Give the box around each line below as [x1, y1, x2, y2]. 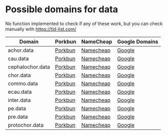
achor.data [8, 47, 34, 54]
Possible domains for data [5, 4, 118, 15]
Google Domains [117, 38, 158, 45]
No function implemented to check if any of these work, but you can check [5, 20, 163, 27]
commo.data [8, 80, 38, 87]
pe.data [8, 105, 27, 112]
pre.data [8, 113, 28, 120]
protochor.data [8, 121, 44, 128]
